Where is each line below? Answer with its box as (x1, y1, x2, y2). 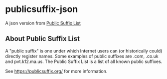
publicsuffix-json (5, 3, 78, 15)
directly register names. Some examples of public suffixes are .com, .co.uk (5, 53, 159, 59)
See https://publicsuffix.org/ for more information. (5, 68, 108, 74)
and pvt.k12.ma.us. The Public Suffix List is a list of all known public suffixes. (5, 58, 163, 64)
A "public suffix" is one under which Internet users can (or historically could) (5, 47, 163, 53)
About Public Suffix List (5, 34, 80, 43)
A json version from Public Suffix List (5, 20, 81, 26)
